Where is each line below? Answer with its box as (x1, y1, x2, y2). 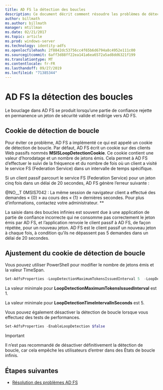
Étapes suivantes (5, 367, 59, 375)
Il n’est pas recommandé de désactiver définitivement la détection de (5, 342, 143, 348)
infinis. (5, 353, 18, 358)
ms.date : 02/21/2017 (5, 30, 47, 35)
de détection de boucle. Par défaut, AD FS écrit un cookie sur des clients (5, 144, 151, 151)
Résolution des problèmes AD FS (12, 380, 78, 385)
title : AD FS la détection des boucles (5, 7, 86, 12)
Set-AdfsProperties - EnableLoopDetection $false (5, 324, 105, 329)
